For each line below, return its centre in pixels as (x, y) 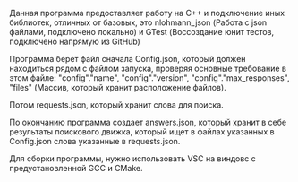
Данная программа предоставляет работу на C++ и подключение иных (147, 13)
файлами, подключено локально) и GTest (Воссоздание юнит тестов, (142, 32)
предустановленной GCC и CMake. (76, 168)
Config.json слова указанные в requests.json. (95, 141)
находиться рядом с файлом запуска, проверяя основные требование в (148, 68)
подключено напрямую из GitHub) (75, 41)
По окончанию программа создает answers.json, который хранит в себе (148, 122)
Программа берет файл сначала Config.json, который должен (128, 59)
